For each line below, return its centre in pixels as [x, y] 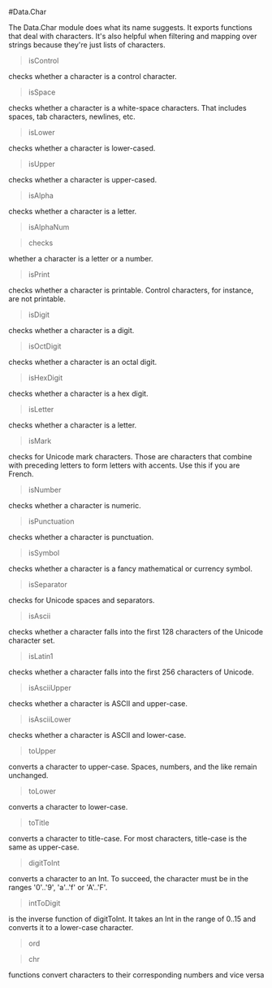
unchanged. [28, 775]
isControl [43, 61]
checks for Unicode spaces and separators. [82, 600]
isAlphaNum [49, 227]
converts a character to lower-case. [68, 807]
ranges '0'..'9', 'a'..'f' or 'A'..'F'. [58, 887]
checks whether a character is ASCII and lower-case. [97, 735]
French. [21, 474]
